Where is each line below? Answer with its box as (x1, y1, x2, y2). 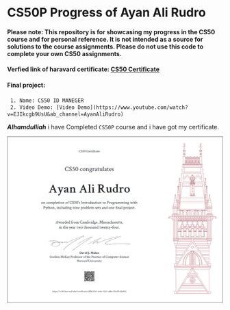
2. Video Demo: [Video (10, 104, 75, 111)
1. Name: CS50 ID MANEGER (10, 97, 84, 104)
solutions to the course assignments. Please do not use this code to (7, 42, 204, 51)
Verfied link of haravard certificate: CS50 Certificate (7, 65, 159, 73)
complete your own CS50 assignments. (7, 49, 122, 57)
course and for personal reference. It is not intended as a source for (7, 35, 203, 43)
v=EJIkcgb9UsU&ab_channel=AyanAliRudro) (7, 111, 125, 118)
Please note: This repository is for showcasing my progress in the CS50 (7, 27, 216, 36)
